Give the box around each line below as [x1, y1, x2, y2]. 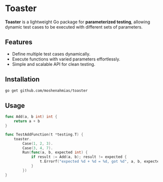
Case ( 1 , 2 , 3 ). [22, 141, 53, 146]
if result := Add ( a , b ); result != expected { [31, 154, 127, 160]
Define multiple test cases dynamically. [12, 51, 91, 57]
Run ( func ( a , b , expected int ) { [22, 150, 88, 155]
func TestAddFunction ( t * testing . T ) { [5, 132, 83, 137]
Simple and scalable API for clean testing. [12, 61, 96, 67]
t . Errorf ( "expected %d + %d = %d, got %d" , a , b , [39, 159, 142, 164]
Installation [5, 76, 40, 84]
